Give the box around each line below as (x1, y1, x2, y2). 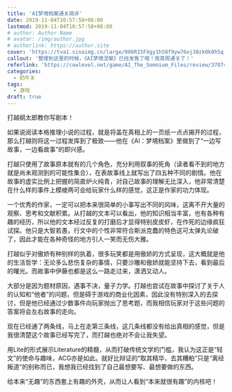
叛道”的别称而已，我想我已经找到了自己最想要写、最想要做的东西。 (7, 363, 198, 371)
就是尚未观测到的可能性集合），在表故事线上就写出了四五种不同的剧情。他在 (7, 168, 222, 177)
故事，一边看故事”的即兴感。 (7, 146, 89, 153)
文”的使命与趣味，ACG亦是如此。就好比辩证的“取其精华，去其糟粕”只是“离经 (7, 354, 224, 362)
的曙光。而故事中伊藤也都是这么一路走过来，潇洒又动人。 (7, 267, 171, 275)
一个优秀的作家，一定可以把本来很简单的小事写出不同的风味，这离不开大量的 (7, 201, 225, 208)
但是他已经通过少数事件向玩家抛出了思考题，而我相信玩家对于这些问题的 (19, 299, 225, 307)
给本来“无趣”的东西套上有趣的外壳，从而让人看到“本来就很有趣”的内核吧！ (7, 378, 217, 385)
